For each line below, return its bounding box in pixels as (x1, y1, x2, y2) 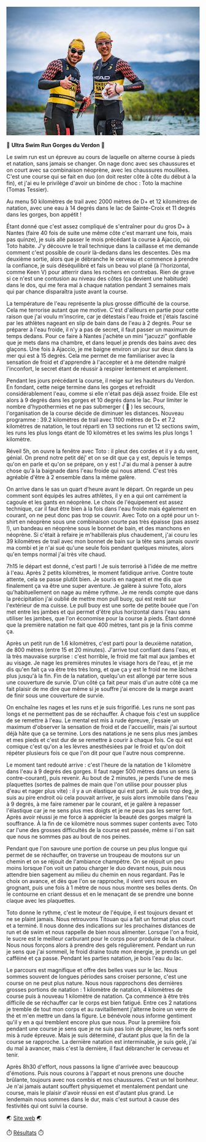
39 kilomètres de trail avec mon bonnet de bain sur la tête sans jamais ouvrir (6, 538, 199, 545)
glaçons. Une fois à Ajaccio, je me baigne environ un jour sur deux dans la (6, 345, 194, 353)
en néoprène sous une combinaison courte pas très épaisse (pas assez (19, 518, 199, 525)
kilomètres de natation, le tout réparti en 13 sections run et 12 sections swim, (6, 423, 200, 430)
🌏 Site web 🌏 (6, 1114, 42, 1122)
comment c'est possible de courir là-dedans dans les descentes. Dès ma (6, 249, 191, 257)
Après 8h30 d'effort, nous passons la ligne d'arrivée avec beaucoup (6, 1063, 179, 1071)
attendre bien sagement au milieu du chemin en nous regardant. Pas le (6, 871, 185, 878)
